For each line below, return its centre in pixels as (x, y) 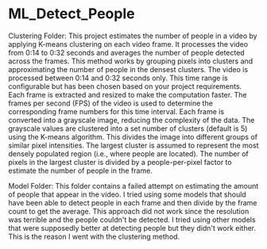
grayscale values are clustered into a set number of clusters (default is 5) (128, 128)
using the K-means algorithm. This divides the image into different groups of (133, 136)
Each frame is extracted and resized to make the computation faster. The (128, 94)
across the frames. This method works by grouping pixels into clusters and (131, 61)
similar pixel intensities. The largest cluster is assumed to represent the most (133, 145)
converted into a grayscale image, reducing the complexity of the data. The (132, 120)
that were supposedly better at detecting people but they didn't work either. (132, 228)
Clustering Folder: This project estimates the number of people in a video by (133, 36)
